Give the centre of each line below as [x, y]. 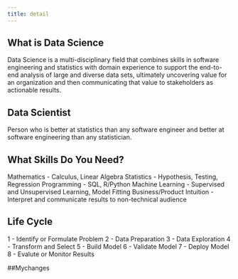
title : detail [28, 14]
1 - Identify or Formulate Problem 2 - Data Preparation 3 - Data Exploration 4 [119, 238]
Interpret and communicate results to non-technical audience [97, 199]
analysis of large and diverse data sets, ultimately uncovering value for [124, 75]
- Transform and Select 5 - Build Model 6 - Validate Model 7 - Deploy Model [118, 246]
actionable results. [34, 90]
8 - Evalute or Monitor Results [51, 254]
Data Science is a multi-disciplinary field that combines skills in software [113, 60]
